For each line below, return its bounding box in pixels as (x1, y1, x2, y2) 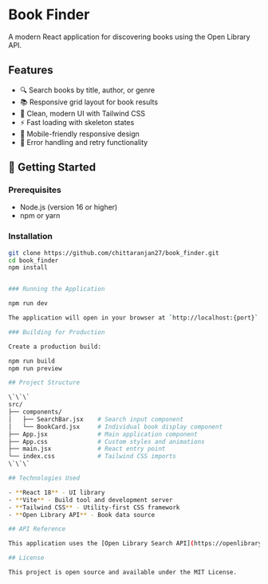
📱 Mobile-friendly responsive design (19, 129, 140, 139)
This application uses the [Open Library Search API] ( (8, 539, 195, 547)
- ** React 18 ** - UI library (8, 488, 105, 496)
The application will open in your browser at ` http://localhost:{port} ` (8, 314, 259, 322)
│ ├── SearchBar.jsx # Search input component (8, 415, 183, 423)
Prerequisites (8, 185, 61, 196)
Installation (8, 231, 53, 242)
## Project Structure (8, 378, 81, 387)
